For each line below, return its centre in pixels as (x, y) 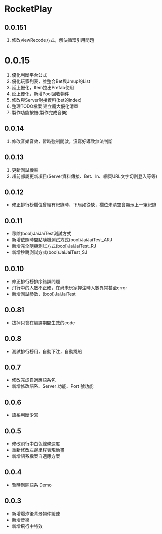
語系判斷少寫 (25, 415)
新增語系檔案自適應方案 (36, 456)
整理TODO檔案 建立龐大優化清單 (45, 106)
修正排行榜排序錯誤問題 (36, 281)
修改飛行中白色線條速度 (36, 444)
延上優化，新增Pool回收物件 (40, 94)
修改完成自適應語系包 (34, 380)
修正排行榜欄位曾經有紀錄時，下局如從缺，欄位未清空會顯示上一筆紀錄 (84, 205)
